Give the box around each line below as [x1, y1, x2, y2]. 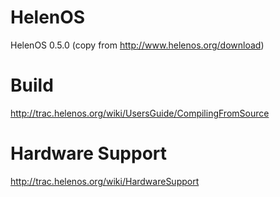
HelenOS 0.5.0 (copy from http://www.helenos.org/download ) [10, 39, 265, 51]
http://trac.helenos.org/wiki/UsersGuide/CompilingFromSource [10, 107, 270, 119]
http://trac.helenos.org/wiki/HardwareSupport [10, 175, 200, 187]
